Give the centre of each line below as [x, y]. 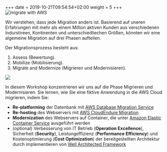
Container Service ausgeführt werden [51, 123]
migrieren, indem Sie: [27, 97]
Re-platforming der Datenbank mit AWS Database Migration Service [83, 107]
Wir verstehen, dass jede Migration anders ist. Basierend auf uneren [75, 22]
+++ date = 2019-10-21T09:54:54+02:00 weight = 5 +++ [64, 7]
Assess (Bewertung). [34, 57]
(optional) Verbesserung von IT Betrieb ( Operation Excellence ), [78, 128]
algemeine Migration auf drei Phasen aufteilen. [53, 38]
